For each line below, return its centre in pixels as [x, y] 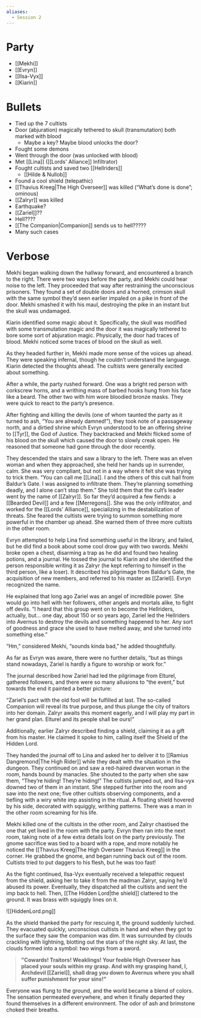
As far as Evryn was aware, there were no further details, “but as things [94, 658]
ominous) [27, 194]
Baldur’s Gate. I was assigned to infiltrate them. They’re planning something [100, 484]
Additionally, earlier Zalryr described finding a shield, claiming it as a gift [95, 731]
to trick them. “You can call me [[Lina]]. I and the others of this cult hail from [100, 478]
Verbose [28, 256]
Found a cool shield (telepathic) [54, 181]
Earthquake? [30, 206]
